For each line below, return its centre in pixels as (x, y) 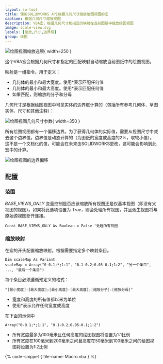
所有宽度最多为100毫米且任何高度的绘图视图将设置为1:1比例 (71, 334)
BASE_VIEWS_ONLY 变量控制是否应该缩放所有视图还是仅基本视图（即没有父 (81, 203)
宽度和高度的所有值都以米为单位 (44, 299)
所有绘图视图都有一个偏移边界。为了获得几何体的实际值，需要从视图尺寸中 (79, 131)
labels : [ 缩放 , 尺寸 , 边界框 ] (31, 32)
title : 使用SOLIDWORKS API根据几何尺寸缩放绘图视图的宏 (57, 14)
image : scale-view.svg (28, 28)
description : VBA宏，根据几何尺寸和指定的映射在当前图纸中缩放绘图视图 (69, 23)
